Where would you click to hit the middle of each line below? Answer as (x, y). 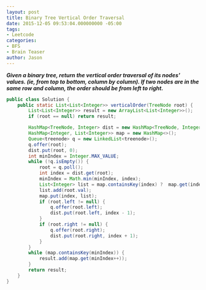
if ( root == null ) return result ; (72, 116)
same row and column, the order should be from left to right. (85, 88)
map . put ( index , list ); (68, 196)
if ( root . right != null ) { (74, 224)
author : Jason (25, 58)
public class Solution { (38, 99)
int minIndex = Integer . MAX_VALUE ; (74, 156)
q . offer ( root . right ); (78, 230)
